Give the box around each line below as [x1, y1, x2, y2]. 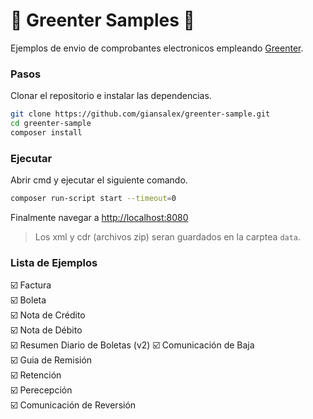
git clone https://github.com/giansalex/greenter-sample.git [10, 109, 271, 119]
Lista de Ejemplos [10, 255, 98, 269]
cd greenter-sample [10, 119, 92, 129]
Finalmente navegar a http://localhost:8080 [10, 212, 189, 224]
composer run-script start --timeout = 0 [10, 194, 177, 204]
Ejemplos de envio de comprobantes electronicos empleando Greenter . [10, 42, 304, 54]
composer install [10, 127, 83, 138]
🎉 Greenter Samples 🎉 [10, 9, 195, 32]
